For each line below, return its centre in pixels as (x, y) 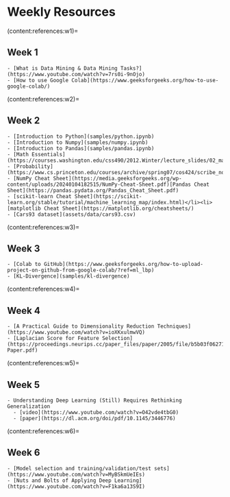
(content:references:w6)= (43, 431)
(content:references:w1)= (43, 31)
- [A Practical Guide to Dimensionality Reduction (81, 326)
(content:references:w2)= (43, 99)
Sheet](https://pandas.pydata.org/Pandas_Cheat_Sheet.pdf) (93, 190)
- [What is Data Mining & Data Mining (62, 68)
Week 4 (24, 310)
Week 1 (23, 52)
